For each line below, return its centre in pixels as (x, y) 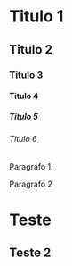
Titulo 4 (24, 96)
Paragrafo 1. (31, 166)
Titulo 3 (26, 75)
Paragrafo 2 (31, 184)
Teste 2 (30, 253)
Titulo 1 (36, 17)
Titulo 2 (31, 50)
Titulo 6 (23, 139)
